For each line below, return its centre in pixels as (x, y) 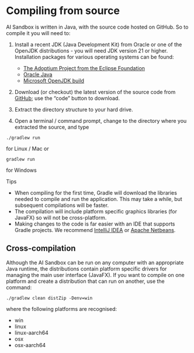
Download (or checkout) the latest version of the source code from (95, 92)
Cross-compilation (41, 249)
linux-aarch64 (31, 333)
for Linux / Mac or (27, 148)
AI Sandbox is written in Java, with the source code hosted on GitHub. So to (97, 27)
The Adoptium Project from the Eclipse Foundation (84, 68)
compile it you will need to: (38, 33)
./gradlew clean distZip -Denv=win (49, 298)
